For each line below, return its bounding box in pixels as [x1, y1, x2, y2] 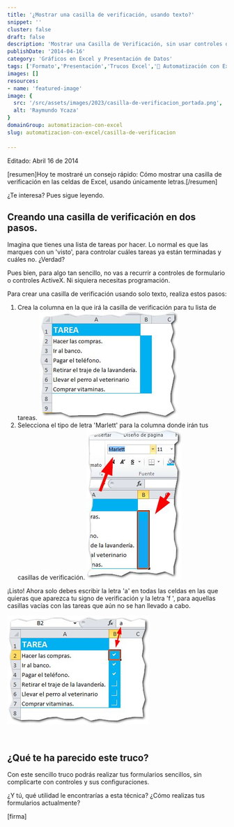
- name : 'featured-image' [7, 84, 82, 92]
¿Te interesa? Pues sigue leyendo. [7, 191, 104, 199]
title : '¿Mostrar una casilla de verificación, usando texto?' [7, 11, 195, 18]
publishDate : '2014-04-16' [7, 48, 86, 55]
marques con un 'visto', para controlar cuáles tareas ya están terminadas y [7, 248, 221, 256]
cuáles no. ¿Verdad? [7, 255, 65, 264]
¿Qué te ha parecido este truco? [7, 752, 149, 763]
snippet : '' [7, 18, 42, 26]
